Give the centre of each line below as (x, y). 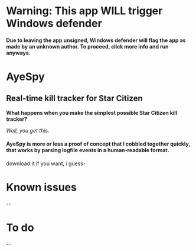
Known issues (41, 187)
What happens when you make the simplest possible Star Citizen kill (92, 112)
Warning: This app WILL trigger (84, 11)
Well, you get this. (28, 130)
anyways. (18, 53)
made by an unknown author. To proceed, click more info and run (88, 46)
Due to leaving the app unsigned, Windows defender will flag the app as (96, 40)
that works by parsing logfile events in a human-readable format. (88, 150)
